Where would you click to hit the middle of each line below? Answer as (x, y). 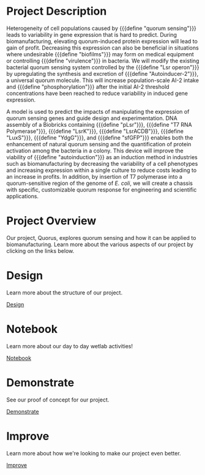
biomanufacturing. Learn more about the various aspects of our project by (100, 244)
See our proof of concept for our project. (58, 400)
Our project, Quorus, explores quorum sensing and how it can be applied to (101, 238)
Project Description (57, 11)
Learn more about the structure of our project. (65, 293)
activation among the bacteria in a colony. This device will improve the (95, 151)
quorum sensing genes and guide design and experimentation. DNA (92, 118)
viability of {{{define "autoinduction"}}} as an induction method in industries (102, 157)
